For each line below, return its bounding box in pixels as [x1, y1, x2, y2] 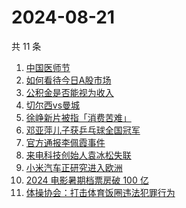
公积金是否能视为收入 [25, 86, 114, 98]
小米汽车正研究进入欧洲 [25, 161, 123, 173]
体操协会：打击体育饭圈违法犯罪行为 [25, 186, 176, 198]
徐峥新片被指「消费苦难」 [25, 111, 132, 123]
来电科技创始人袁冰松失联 [25, 149, 132, 161]
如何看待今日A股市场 [25, 74, 112, 86]
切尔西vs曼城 [25, 99, 81, 111]
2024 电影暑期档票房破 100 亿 [25, 174, 149, 186]
